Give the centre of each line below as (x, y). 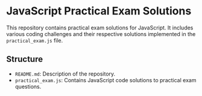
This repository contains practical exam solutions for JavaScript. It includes (100, 28)
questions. (28, 86)
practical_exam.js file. (35, 40)
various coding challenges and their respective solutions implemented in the (101, 34)
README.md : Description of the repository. (65, 74)
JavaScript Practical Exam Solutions (99, 11)
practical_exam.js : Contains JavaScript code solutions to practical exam (106, 80)
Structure (25, 59)
